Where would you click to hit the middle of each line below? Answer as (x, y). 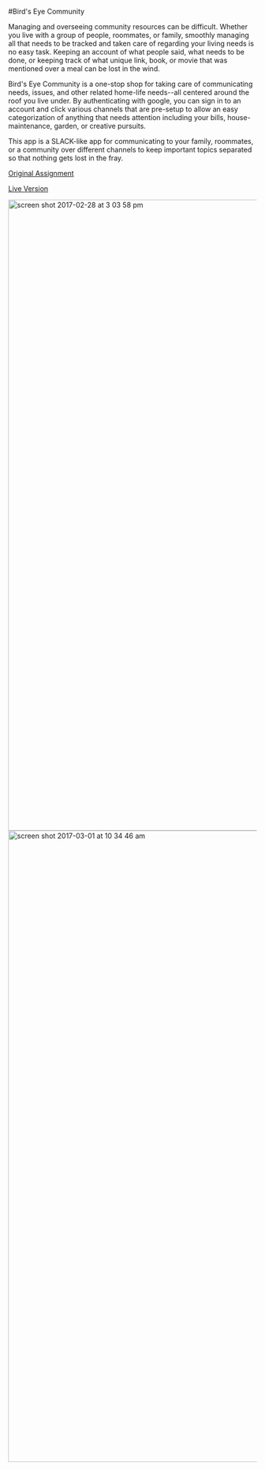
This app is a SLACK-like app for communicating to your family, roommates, (131, 141)
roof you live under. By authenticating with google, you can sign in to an (125, 101)
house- (239, 117)
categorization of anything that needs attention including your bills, (117, 117)
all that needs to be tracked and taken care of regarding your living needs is (131, 43)
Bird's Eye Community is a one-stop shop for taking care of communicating (131, 84)
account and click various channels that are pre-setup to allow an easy (123, 109)
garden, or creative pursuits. (100, 126)
